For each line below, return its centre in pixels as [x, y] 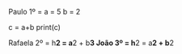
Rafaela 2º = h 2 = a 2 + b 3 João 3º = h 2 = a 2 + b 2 [91, 43]
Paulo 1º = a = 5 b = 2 [44, 12]
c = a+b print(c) [34, 27]
